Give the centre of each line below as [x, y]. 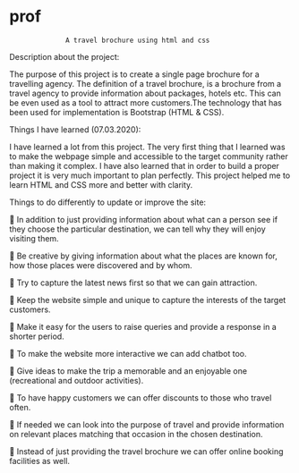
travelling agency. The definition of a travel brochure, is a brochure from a [145, 83]
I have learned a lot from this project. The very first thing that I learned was [147, 147]
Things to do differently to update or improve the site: [108, 202]
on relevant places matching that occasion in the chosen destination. [136, 434]
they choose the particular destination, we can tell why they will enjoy [137, 229]
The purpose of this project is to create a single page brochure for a [134, 74]
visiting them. [34, 238]
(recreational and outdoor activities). [77, 380]
